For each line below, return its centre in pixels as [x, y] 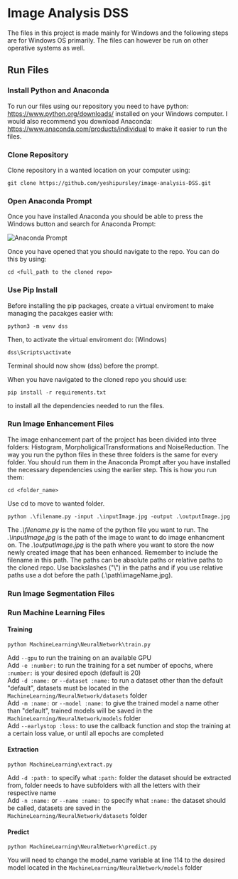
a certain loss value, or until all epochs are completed [86, 733]
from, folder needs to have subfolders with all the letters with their [104, 785]
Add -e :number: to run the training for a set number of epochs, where [110, 665]
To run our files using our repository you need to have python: [98, 106]
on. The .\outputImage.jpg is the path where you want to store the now [111, 545]
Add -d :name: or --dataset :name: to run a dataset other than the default [115, 680]
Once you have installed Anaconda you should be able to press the [106, 217]
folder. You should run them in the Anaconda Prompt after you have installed [119, 462]
